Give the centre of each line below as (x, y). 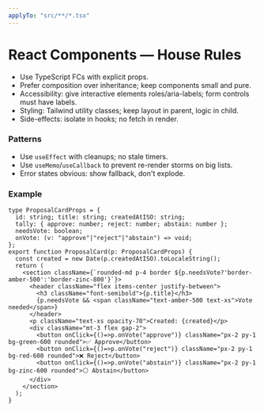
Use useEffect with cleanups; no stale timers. (94, 156)
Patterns (25, 139)
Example (25, 193)
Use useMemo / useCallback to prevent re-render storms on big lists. (126, 165)
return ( (30, 266)
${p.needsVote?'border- (213, 273)
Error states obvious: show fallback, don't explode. (102, 173)
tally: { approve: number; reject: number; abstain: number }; (121, 224)
